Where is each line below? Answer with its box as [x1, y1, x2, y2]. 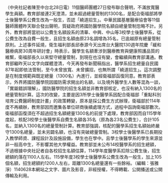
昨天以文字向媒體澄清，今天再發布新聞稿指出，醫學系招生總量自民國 [18, 60, 158, 66]
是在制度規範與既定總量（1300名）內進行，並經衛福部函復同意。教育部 [5, 73, 151, 79]
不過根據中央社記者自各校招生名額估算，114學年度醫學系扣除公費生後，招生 [5, 148, 161, 154]
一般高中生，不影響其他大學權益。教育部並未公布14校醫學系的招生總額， [9, 142, 159, 147]
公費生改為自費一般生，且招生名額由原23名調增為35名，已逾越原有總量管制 [5, 35, 161, 41]
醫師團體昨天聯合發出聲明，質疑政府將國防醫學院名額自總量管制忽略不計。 [5, 23, 158, 29]
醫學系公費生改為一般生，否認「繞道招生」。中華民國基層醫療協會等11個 [13, 17, 160, 22]
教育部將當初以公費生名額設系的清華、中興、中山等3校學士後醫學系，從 [13, 29, 161, 35]
